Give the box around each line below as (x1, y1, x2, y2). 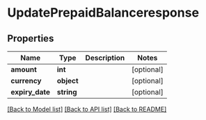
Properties (7, 33, 54, 44)
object (56, 76, 79, 85)
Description (85, 53, 125, 62)
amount (10, 65, 37, 74)
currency (10, 76, 42, 85)
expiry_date (10, 87, 51, 96)
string (56, 87, 78, 96)
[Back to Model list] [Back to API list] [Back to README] (7, 105, 167, 113)
